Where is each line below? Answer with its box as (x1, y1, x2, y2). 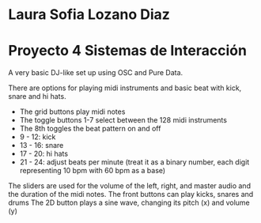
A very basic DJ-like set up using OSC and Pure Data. (8, 68, 183, 77)
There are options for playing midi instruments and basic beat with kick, (8, 83, 242, 93)
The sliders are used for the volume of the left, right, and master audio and (8, 181, 252, 191)
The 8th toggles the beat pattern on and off (19, 124, 161, 134)
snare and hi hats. (8, 92, 66, 101)
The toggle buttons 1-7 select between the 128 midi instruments (19, 115, 228, 125)
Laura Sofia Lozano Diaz (8, 6, 170, 24)
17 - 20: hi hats (19, 149, 69, 159)
